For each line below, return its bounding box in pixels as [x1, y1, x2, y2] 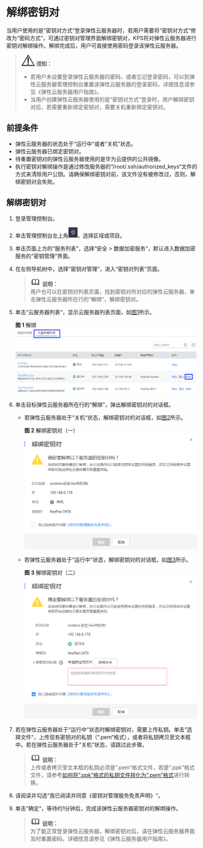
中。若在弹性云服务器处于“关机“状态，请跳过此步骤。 [15, 741, 148, 748]
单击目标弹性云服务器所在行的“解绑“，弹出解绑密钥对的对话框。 [15, 401, 175, 408]
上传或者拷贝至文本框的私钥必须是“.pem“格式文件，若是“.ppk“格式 [30, 764, 195, 771]
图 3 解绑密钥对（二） [24, 569, 79, 576]
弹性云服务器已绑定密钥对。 [15, 147, 85, 155]
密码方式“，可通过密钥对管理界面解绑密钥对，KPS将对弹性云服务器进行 [19, 34, 197, 41]
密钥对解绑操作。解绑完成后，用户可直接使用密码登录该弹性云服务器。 [6, 42, 182, 49]
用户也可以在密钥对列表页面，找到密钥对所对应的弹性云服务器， [30, 288, 190, 295]
